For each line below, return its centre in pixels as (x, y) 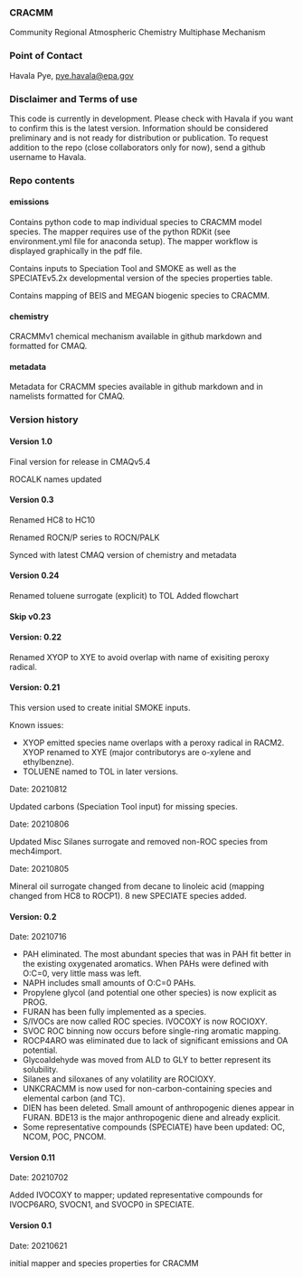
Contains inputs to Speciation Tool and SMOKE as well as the (123, 269)
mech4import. (36, 851)
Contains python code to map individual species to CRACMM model (136, 222)
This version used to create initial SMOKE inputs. (100, 707)
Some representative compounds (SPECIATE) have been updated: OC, (154, 1127)
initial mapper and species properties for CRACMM (104, 1263)
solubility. (40, 1070)
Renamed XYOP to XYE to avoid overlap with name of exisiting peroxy (139, 657)
